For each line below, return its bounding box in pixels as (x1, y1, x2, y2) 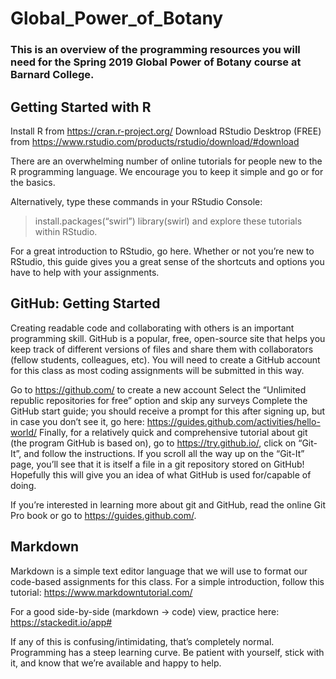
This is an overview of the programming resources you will (10, 43, 301, 57)
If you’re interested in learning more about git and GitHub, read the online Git (10, 498, 327, 511)
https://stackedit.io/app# (10, 616, 113, 628)
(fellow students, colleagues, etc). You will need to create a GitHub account (10, 353, 321, 366)
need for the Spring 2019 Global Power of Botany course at (10, 55, 302, 69)
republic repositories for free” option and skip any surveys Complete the (10, 394, 308, 406)
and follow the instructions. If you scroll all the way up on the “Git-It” (23, 447, 305, 459)
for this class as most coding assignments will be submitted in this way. (10, 364, 305, 376)
